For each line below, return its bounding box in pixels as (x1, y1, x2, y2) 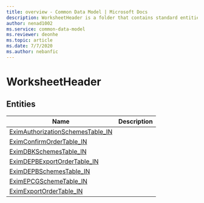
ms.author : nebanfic (6, 49, 59, 55)
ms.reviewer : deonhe (6, 32, 59, 38)
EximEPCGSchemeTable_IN (9, 177, 88, 185)
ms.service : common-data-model (6, 26, 86, 32)
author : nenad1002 (6, 20, 53, 26)
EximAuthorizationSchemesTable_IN (9, 127, 113, 136)
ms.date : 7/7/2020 (6, 43, 53, 49)
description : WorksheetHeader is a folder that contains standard (6, 15, 178, 21)
